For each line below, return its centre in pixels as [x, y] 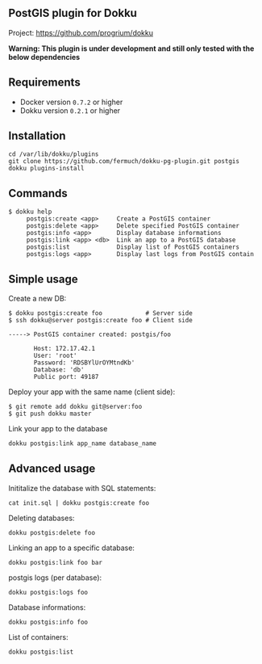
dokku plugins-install [46, 169]
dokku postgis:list [41, 652]
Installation [37, 136]
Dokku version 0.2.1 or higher [70, 110]
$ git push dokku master [50, 414]
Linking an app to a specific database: [72, 548]
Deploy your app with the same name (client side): [92, 392]
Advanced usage [52, 469]
